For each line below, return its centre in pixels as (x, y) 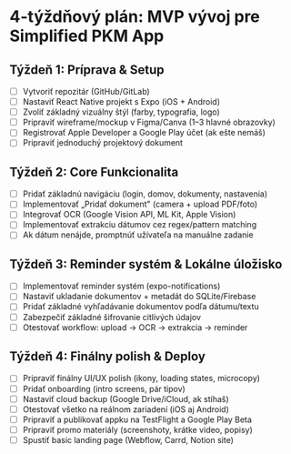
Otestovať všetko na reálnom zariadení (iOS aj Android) (126, 409)
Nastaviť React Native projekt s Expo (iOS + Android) (121, 102)
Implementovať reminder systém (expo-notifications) (121, 286)
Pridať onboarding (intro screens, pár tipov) (104, 388)
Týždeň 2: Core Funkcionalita (94, 172)
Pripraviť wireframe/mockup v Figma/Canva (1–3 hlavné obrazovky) (149, 122)
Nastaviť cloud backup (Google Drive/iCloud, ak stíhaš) (125, 399)
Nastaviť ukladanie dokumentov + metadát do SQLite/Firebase (139, 297)
